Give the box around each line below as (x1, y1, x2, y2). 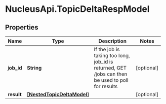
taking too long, (93, 52, 130, 59)
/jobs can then (93, 70, 127, 77)
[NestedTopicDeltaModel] (27, 91, 89, 98)
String (27, 65, 42, 71)
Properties (5, 23, 39, 32)
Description (98, 38, 127, 44)
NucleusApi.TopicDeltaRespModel (5, 3, 150, 15)
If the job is (93, 46, 120, 53)
